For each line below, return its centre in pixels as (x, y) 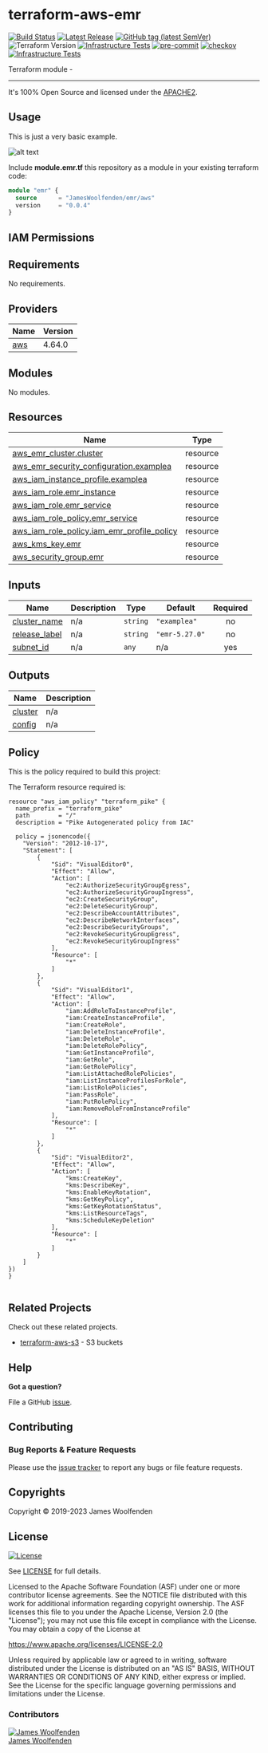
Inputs (25, 585)
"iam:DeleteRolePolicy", (106, 1046)
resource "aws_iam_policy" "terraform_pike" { (87, 802)
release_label (37, 634)
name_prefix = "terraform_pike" (69, 809)
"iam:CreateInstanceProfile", (115, 1018)
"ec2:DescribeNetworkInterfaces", (122, 920)
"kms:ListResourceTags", (106, 1214)
